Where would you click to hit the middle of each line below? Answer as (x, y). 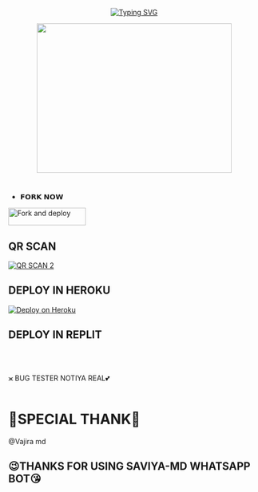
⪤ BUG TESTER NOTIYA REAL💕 (59, 378)
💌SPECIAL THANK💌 (75, 419)
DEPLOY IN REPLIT (55, 335)
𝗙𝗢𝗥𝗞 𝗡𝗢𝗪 (42, 197)
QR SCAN (32, 246)
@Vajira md (27, 441)
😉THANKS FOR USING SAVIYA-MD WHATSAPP (129, 466)
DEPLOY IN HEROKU (60, 291)
